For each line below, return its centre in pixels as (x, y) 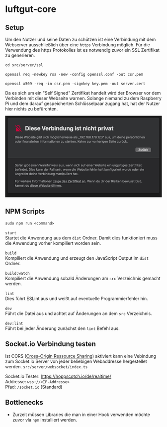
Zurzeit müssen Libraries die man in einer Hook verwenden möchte (81, 415)
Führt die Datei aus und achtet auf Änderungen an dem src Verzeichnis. (79, 313)
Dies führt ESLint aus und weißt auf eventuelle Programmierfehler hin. (77, 298)
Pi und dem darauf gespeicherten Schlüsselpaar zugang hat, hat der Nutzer (83, 104)
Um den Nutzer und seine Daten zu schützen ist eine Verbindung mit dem (81, 39)
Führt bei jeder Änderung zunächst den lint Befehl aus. (63, 328)
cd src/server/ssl (24, 65)
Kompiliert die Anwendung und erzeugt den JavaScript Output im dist (77, 258)
